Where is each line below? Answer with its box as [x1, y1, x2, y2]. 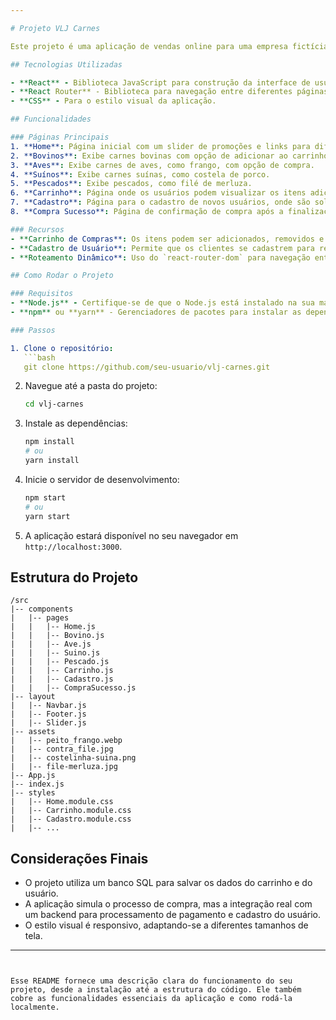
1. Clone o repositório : [10, 343, 114, 353]
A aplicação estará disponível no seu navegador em [24, 529, 239, 541]
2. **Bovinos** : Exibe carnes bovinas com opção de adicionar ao [10, 151, 288, 161]
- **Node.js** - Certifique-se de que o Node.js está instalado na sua [10, 298, 315, 308]
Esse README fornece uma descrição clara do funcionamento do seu [10, 976, 293, 986]
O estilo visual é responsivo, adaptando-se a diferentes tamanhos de [24, 919, 309, 931]
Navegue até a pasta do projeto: [24, 380, 158, 392]
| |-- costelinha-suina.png [10, 753, 137, 763]
